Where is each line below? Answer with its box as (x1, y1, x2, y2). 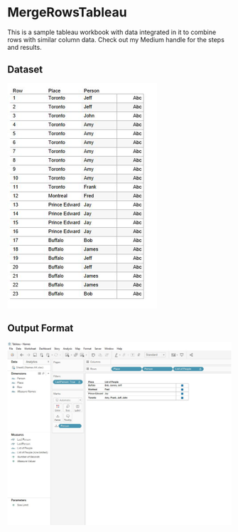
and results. (7, 43, 42, 51)
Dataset (7, 63, 43, 75)
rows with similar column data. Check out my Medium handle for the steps (7, 35, 225, 43)
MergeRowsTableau (7, 4, 127, 21)
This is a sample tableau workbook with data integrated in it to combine (7, 28, 217, 36)
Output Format (7, 322, 74, 335)
